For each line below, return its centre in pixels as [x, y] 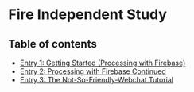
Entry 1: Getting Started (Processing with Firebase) [103, 63]
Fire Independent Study [87, 15]
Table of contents [52, 44]
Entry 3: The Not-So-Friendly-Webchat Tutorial [96, 80]
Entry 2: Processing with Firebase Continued [93, 71]
